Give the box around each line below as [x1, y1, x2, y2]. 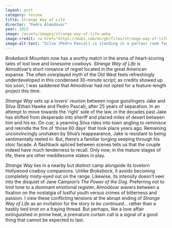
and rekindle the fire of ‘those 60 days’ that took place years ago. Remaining [5, 125, 166, 131]
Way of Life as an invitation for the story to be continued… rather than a [5, 200, 156, 206]
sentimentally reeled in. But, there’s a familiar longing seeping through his [5, 136, 160, 142]
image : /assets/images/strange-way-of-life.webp [5, 31, 111, 36]
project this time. [5, 88, 41, 94]
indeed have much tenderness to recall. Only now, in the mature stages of [5, 147, 161, 153]
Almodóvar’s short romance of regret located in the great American [5, 66, 147, 72]
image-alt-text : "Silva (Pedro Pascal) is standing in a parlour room [5, 41, 159, 46]
